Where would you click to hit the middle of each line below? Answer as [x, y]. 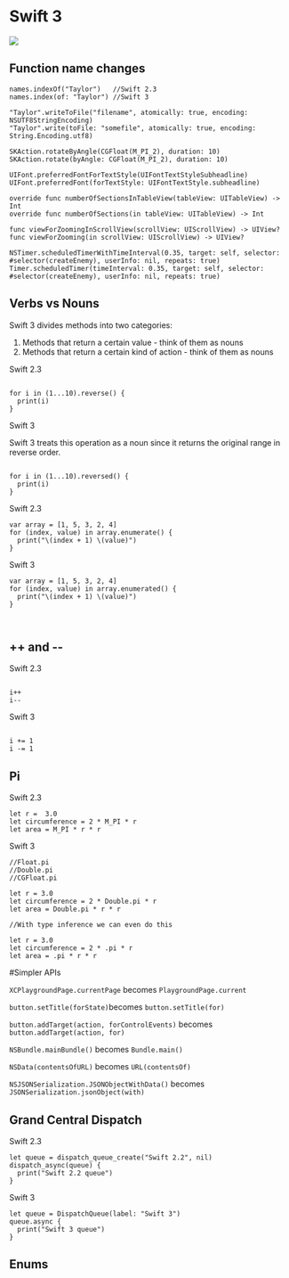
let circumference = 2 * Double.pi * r [83, 902]
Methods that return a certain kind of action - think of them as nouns [148, 352]
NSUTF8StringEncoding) [51, 120]
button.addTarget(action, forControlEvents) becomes [111, 1024]
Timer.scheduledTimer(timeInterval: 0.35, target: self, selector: [137, 268]
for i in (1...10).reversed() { [69, 476]
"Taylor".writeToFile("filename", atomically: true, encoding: [129, 112]
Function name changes [77, 69]
